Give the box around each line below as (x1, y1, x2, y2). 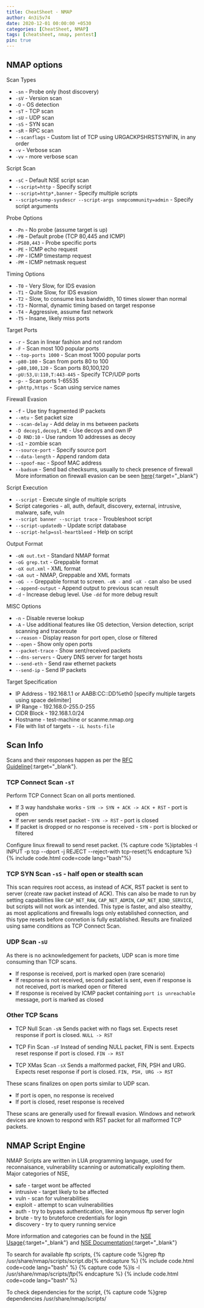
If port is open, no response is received (15, 1091, 114, 1099)
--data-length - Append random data (15, 452, 110, 460)
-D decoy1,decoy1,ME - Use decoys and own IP (15, 427, 133, 434)
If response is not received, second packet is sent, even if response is (15, 976, 191, 983)
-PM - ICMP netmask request (15, 258, 87, 266)
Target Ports (6, 326, 38, 333)
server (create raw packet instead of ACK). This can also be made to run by (6, 890, 197, 897)
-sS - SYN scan (15, 120, 54, 128)
